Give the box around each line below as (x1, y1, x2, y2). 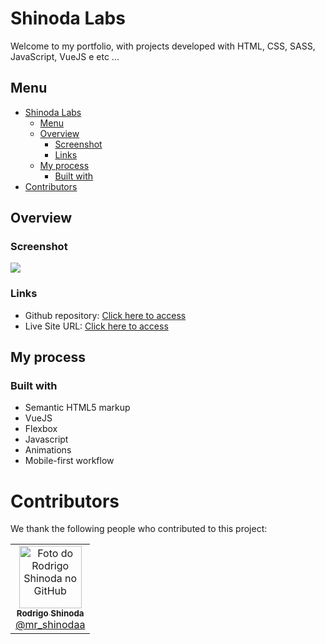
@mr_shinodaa (15, 618, 86, 632)
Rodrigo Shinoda (16, 608, 85, 619)
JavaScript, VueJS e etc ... (10, 50, 120, 62)
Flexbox (24, 423, 58, 435)
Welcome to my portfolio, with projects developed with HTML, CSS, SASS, (10, 40, 316, 52)
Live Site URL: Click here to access (24, 320, 169, 332)
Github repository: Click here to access (24, 309, 187, 321)
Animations (24, 444, 72, 456)
